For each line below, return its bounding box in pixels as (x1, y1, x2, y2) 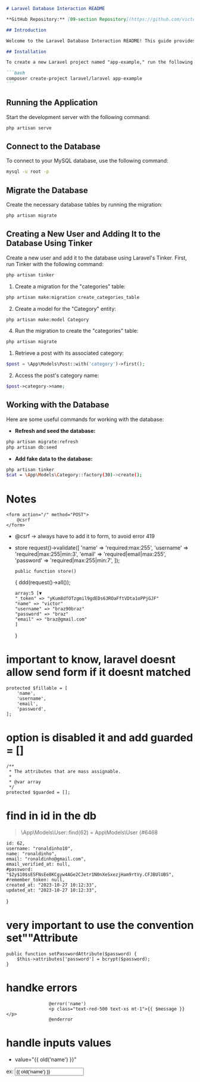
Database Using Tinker (6, 238, 93, 248)
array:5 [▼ (14, 590, 42, 597)
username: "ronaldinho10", (6, 846, 73, 852)
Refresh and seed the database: (14, 427, 96, 434)
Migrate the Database (6, 185, 88, 195)
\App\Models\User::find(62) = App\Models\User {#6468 (20, 829, 158, 836)
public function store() (14, 569, 77, 575)
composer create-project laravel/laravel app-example (6, 76, 143, 82)
